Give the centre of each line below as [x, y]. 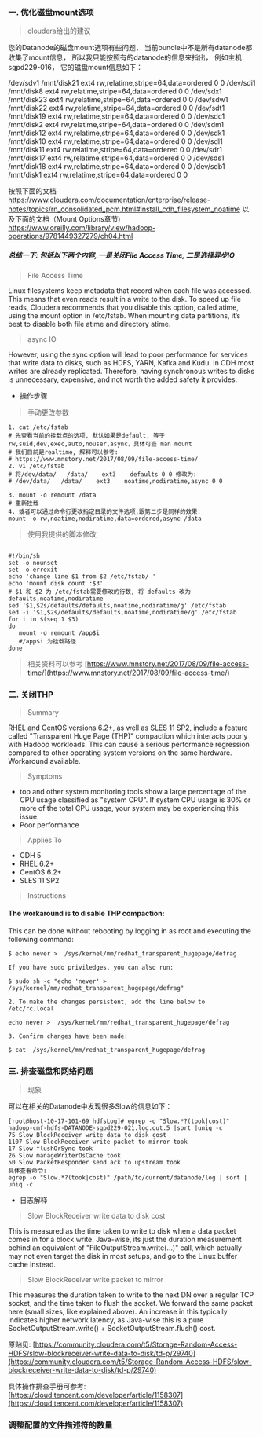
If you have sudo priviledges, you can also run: [91, 967]
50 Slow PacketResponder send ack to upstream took [94, 1163]
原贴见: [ [22, 1344]
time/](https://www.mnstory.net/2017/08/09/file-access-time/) [128, 673]
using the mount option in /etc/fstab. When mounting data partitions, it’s [124, 316]
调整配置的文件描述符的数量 [60, 1425]
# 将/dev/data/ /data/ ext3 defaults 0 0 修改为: [103, 475]
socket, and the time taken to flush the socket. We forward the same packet [130, 1303]
